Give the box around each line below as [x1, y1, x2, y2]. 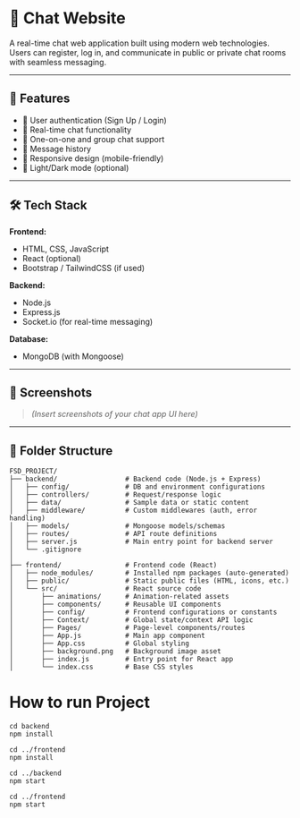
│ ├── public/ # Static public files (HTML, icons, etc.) [9, 576, 290, 585]
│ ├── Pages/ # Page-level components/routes [9, 624, 246, 633]
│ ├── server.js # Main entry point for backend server [9, 537, 274, 547]
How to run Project [9, 693, 150, 712]
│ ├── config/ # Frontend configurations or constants [9, 608, 278, 617]
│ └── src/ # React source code [9, 584, 202, 593]
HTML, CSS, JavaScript [21, 243, 110, 254]
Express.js [21, 306, 61, 317]
